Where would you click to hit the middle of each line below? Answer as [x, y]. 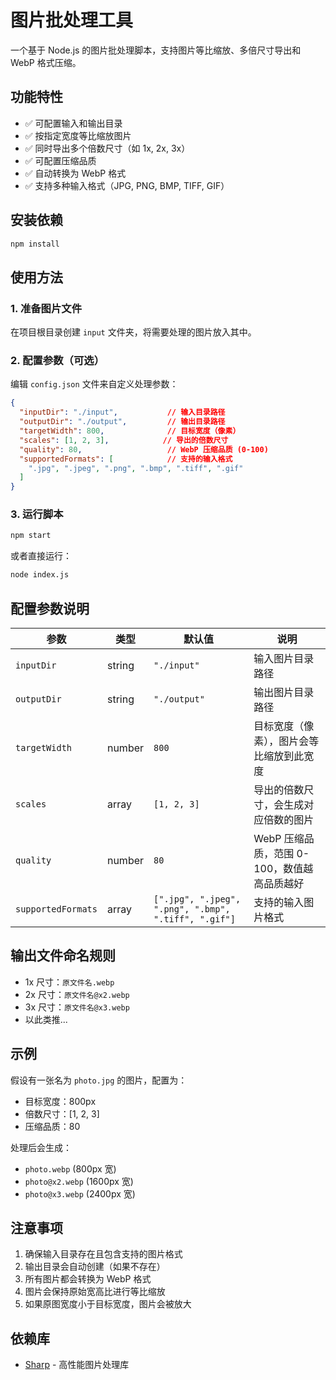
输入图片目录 [284, 659]
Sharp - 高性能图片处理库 [77, 1365]
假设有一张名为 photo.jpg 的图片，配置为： [99, 1080]
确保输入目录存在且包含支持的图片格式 [103, 1254]
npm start [31, 536]
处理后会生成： [41, 1147]
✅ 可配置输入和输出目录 [73, 123]
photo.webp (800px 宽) [70, 1168]
